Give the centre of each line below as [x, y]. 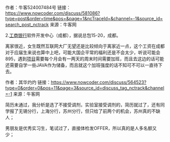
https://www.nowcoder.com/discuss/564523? [98, 82]
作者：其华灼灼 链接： [28, 82]
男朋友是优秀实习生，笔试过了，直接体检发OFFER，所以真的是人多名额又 [81, 128]
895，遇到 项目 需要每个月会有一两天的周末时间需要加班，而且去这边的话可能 [85, 59]
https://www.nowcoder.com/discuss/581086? [53, 13]
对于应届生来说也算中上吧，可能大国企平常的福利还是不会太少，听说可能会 [83, 52]
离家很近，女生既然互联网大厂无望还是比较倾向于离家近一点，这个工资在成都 [85, 46]
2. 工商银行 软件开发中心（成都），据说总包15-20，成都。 [63, 35]
